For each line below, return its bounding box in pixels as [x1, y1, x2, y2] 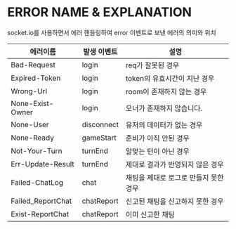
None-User [11, 119, 49, 129]
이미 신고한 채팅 [125, 209, 176, 219]
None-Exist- [11, 98, 54, 108]
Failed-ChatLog [11, 177, 64, 187]
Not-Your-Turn [11, 145, 63, 155]
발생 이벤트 [83, 46, 118, 56]
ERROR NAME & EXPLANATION [7, 4, 192, 20]
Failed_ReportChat [11, 196, 72, 206]
